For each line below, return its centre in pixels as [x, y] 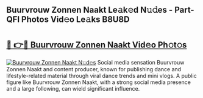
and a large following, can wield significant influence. [73, 89]
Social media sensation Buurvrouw [141, 62]
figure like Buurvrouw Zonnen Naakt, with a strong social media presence [98, 82]
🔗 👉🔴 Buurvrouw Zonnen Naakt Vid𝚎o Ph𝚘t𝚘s [97, 45]
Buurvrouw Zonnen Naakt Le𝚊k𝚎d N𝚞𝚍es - [90, 10]
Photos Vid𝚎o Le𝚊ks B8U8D [75, 20]
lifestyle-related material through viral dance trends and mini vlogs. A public [101, 76]
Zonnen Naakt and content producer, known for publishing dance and [94, 69]
